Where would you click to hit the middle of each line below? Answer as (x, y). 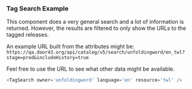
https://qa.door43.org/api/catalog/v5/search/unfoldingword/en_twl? (96, 52)
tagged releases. (28, 35)
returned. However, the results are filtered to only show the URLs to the (96, 28)
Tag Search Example (37, 9)
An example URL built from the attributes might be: (71, 46)
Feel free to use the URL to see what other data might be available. (90, 69)
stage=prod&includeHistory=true (48, 58)
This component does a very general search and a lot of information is (95, 22)
